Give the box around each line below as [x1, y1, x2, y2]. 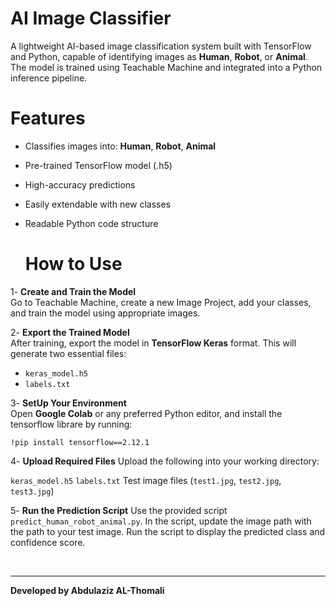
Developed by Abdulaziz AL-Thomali [10, 584, 165, 596]
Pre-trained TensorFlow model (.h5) [24, 159, 173, 171]
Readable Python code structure [24, 217, 159, 229]
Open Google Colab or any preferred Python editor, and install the [10, 407, 283, 419]
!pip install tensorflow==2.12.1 [10, 437, 150, 447]
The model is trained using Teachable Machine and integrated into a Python [10, 61, 323, 73]
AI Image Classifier [10, 7, 172, 30]
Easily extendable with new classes [24, 198, 172, 210]
